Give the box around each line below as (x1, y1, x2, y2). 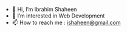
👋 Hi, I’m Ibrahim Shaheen (12, 6, 77, 13)
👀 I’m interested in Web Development (12, 12, 105, 19)
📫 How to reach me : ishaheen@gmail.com (12, 19, 121, 26)
